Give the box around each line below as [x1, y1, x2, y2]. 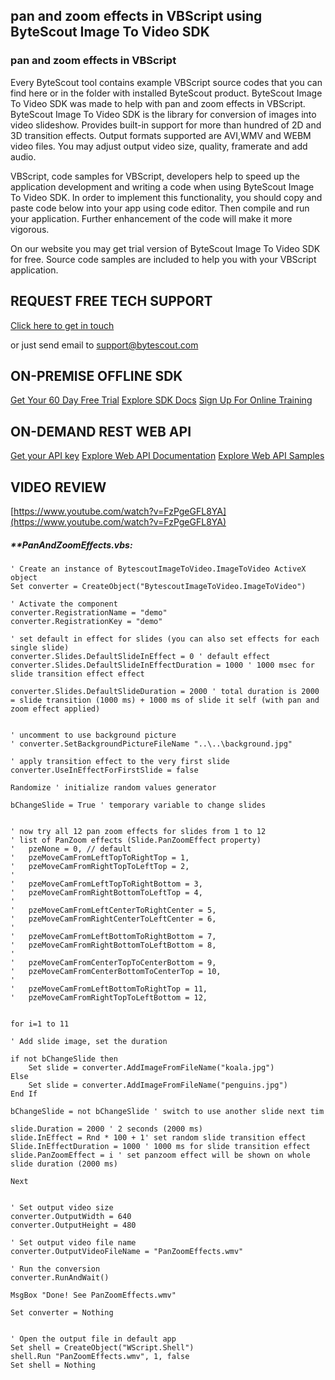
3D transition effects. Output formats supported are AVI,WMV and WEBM [10, 129, 312, 141]
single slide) [10, 642, 70, 653]
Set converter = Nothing [10, 1307, 114, 1318]
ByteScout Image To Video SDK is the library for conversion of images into [10, 108, 317, 120]
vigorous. [10, 223, 50, 235]
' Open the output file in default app [10, 1334, 177, 1344]
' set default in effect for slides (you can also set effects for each [10, 634, 320, 644]
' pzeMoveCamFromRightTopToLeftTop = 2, [10, 861, 190, 871]
